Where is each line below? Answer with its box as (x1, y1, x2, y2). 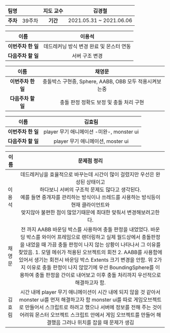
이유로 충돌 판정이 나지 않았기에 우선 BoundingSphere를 (26, 264, 154, 271)
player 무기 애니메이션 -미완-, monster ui (43, 129, 139, 135)
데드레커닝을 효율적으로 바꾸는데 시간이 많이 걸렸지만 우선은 (20, 171, 155, 178)
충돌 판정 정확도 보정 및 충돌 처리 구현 (60, 99, 144, 106)
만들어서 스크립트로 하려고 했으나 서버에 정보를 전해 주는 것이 (25, 304, 162, 311)
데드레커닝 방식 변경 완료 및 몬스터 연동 (43, 43, 131, 50)
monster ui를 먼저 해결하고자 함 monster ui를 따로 (19, 296, 133, 303)
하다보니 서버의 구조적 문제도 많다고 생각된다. (39, 186, 142, 193)
